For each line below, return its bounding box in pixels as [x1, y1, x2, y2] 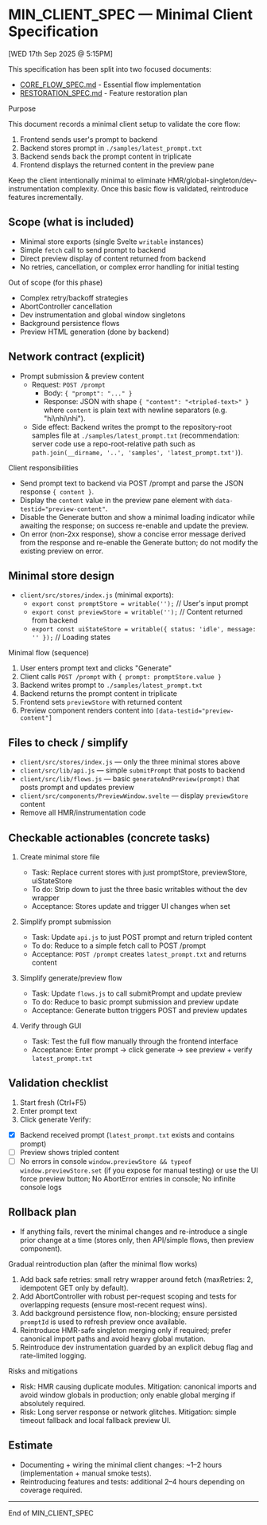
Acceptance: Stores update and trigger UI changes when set [31, 902, 230, 910]
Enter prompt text [19, 1106, 78, 1115]
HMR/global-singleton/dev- [167, 175, 257, 185]
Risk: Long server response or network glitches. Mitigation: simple [19, 1407, 237, 1417]
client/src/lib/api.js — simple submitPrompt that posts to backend [19, 765, 246, 775]
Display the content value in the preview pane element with [19, 495, 214, 505]
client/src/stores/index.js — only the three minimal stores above [19, 757, 241, 767]
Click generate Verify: [19, 1114, 91, 1124]
